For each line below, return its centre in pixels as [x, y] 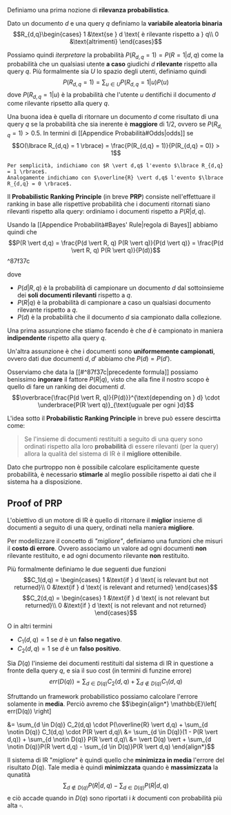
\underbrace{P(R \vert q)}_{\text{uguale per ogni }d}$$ [116, 404]
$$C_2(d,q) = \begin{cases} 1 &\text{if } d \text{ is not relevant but [116, 598]
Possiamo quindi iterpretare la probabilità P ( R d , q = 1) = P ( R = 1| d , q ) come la [115, 56]
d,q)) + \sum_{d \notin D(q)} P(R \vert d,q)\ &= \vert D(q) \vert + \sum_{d [109, 740]
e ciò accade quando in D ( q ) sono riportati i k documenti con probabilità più [115, 798]
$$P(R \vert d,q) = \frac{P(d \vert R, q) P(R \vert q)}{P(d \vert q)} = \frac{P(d [116, 243]
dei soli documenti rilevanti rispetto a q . [74, 295]
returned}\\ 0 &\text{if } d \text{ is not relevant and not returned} [116, 605]
